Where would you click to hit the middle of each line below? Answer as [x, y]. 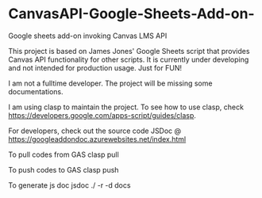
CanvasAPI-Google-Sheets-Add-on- [132, 14]
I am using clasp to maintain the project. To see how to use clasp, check [126, 107]
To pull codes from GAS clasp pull [64, 154]
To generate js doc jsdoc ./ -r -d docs [69, 185]
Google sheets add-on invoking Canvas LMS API [88, 36]
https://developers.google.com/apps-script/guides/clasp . [102, 115]
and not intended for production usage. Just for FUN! [95, 67]
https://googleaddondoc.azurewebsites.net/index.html [97, 139]
